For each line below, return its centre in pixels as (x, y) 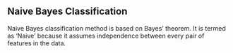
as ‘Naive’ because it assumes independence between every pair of (106, 36)
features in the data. (36, 43)
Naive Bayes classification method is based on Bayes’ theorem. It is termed (116, 28)
